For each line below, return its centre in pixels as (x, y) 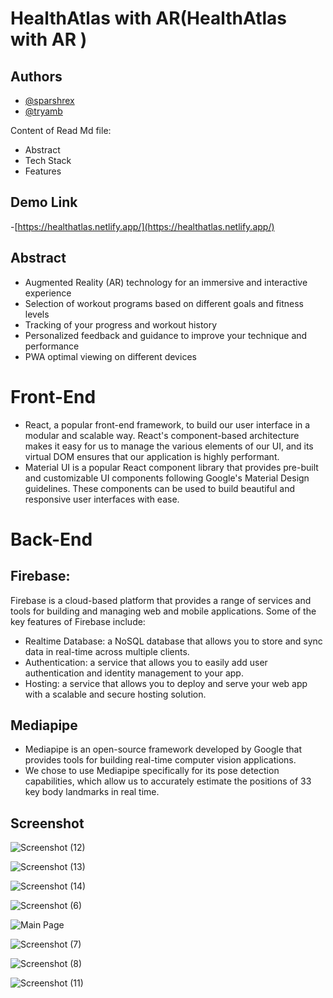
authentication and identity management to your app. (134, 673)
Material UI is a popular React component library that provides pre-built (171, 467)
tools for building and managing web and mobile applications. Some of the (163, 611)
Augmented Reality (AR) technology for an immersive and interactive (166, 282)
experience (48, 293)
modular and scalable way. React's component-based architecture (162, 435)
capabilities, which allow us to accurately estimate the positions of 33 (168, 781)
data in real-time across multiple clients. (107, 651)
